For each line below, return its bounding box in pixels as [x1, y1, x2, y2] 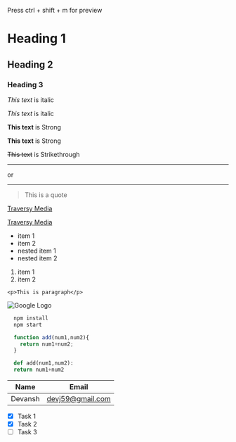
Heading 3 [7, 80, 44, 89]
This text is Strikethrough [7, 150, 80, 158]
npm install [13, 315, 49, 322]
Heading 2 [7, 58, 54, 70]
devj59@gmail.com [46, 394, 111, 403]
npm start [13, 321, 42, 328]
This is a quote [24, 190, 68, 199]
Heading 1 [7, 31, 67, 46]
